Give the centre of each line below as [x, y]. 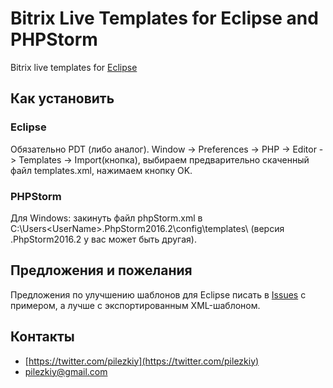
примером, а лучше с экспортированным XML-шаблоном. [135, 305]
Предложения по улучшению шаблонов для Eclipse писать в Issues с [158, 294]
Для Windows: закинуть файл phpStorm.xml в [106, 218]
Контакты [42, 337]
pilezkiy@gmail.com [66, 371]
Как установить [62, 98]
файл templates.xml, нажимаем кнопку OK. [101, 170]
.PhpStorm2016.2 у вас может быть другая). [103, 239]
